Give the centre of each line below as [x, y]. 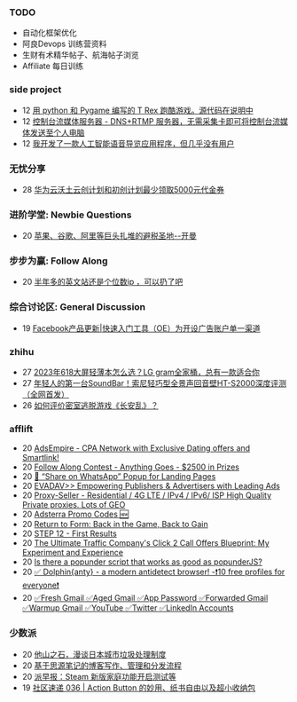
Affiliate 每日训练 [53, 66]
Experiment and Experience [73, 553]
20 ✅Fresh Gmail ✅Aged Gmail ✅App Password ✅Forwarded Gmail [145, 598]
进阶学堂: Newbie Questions [70, 215]
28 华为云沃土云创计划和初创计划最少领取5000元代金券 [123, 189]
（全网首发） [45, 394]
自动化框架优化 [49, 33]
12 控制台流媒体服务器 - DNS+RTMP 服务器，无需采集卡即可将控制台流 [151, 121]
